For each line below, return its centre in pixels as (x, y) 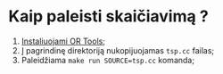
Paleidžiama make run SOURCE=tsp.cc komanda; (108, 60)
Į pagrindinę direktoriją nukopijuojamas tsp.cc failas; (118, 50)
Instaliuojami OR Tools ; (63, 41)
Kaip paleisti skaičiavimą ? (108, 16)
